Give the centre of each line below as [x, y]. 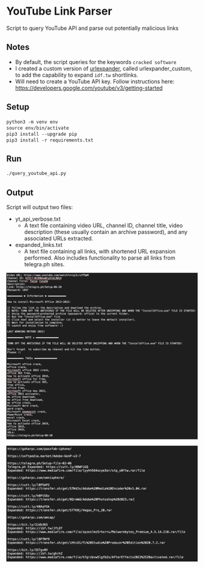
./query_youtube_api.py [36, 174]
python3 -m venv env [32, 122]
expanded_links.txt [39, 245]
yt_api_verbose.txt [38, 219]
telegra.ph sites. [44, 264]
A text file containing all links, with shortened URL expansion [100, 252]
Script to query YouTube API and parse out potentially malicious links [93, 28]
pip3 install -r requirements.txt [50, 140]
